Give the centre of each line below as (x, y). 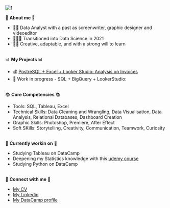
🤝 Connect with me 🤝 (28, 179)
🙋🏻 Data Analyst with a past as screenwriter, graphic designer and (82, 28)
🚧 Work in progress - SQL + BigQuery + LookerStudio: (69, 79)
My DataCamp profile (35, 200)
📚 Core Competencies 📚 (33, 95)
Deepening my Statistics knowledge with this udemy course (76, 159)
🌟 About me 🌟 (20, 18)
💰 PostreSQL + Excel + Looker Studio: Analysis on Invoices (75, 72)
